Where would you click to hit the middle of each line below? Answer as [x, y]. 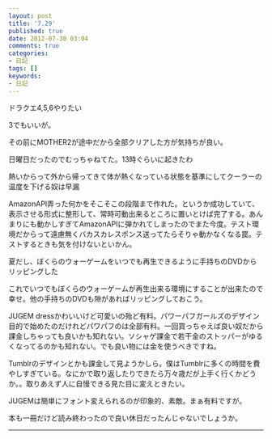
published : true [36, 31]
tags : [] [23, 69]
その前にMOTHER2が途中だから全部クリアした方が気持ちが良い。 [118, 141]
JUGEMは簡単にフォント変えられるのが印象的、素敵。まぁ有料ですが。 [127, 400]
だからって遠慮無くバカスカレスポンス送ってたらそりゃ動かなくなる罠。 [136, 234]
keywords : [25, 76]
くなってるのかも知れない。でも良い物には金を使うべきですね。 [115, 346]
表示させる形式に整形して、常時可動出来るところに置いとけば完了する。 [129, 213]
